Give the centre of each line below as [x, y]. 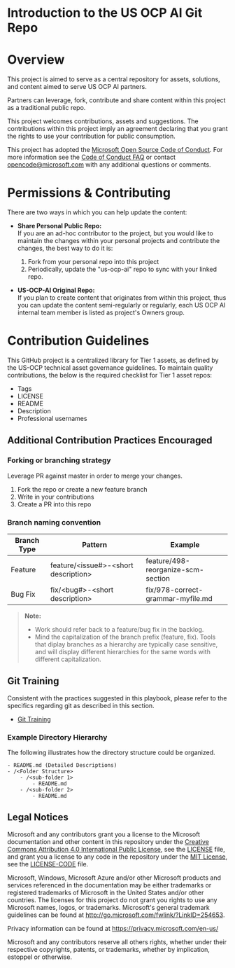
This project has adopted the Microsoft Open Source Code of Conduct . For [115, 150]
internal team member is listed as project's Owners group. [101, 312]
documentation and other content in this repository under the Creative [108, 841]
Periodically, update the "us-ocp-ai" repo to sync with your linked [122, 269]
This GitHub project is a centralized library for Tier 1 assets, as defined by [113, 360]
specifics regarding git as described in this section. [81, 705]
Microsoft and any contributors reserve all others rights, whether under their [117, 942]
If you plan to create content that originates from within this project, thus [122, 298]
